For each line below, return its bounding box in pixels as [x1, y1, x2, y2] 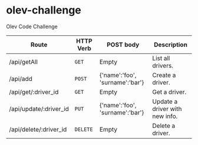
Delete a [152, 122, 176, 130]
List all [152, 54, 170, 62]
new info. [152, 112, 178, 120]
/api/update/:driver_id [9, 104, 70, 113]
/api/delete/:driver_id [9, 125, 67, 133]
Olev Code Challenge [6, 23, 58, 30]
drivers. [152, 61, 174, 69]
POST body [107, 41, 140, 49]
